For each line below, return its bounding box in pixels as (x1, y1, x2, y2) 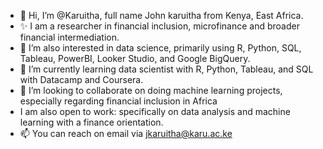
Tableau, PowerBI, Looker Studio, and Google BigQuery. (19, 53, 251, 64)
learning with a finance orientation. (19, 116, 164, 128)
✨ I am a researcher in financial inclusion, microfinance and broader (19, 20, 300, 32)
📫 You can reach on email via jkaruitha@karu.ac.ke (19, 128, 233, 139)
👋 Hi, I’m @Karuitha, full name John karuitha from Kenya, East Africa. (19, 10, 304, 21)
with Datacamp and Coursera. (19, 74, 144, 85)
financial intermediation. (19, 31, 120, 43)
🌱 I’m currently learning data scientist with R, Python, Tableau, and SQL (19, 63, 314, 75)
